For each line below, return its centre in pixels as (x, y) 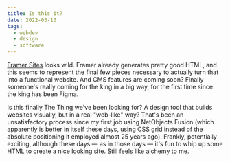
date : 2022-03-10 (32, 20)
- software (29, 45)
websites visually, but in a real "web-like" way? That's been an (95, 115)
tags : (15, 26)
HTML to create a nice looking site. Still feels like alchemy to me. (98, 151)
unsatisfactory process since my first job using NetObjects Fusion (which (111, 122)
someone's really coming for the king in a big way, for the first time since (110, 87)
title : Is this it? (35, 13)
